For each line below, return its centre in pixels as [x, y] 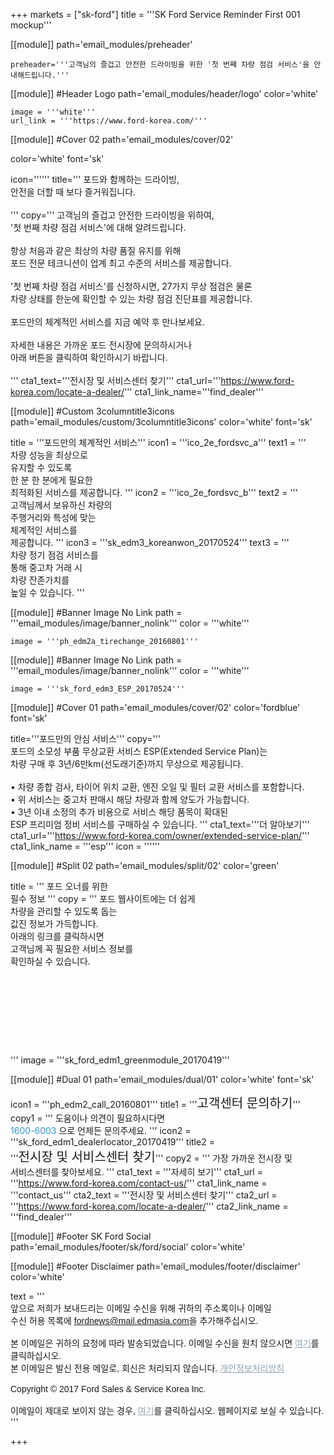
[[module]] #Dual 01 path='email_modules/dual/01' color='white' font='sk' [162, 1079]
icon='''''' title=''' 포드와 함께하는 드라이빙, [95, 179]
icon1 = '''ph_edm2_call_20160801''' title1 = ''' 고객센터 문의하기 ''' [156, 1103]
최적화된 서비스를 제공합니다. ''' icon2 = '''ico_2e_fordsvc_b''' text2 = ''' [154, 492]
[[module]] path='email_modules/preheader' [101, 44]
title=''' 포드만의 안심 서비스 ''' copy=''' [86, 738]
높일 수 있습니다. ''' [47, 592]
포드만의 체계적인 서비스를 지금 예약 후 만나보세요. [108, 322]
